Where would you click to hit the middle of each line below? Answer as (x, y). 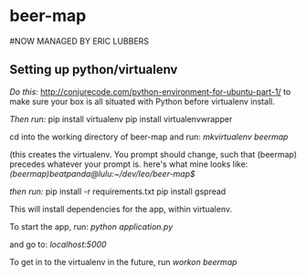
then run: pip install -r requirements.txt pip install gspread (118, 191)
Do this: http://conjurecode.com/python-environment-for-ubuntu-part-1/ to (150, 91)
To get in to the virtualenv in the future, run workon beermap (123, 261)
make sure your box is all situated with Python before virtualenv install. (142, 101)
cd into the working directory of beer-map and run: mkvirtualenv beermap (149, 137)
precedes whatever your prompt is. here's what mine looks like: (129, 164)
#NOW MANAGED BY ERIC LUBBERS (79, 41)
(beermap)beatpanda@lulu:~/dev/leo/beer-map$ (102, 173)
